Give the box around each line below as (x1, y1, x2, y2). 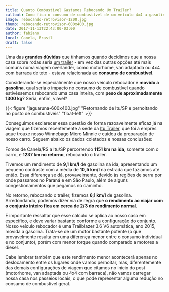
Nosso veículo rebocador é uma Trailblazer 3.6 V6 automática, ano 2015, (5, 223, 156, 229)
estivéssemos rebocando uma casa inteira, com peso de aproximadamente (5, 90, 162, 96)
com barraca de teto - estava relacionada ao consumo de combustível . (5, 70, 154, 76)
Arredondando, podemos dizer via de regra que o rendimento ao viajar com (5, 197, 163, 203)
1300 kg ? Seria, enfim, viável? (5, 95, 68, 101)
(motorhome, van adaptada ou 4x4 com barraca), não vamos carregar (5, 270, 151, 276)
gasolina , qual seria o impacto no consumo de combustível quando (5, 85, 145, 91)
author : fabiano (5, 31, 39, 36)
